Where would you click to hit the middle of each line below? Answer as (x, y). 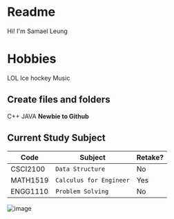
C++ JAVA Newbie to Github (48, 116)
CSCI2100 (28, 169)
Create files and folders (59, 100)
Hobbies (32, 59)
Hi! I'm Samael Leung (37, 31)
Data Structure (80, 169)
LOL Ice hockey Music (39, 78)
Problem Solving (82, 191)
